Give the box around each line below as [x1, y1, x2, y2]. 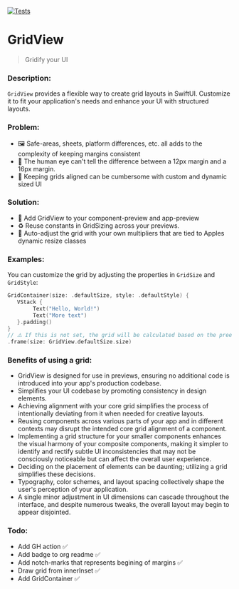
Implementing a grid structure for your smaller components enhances [17, 432, 222, 441]
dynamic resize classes [17, 236, 87, 245]
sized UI [17, 179, 42, 188]
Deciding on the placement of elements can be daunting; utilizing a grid [17, 463, 228, 471]
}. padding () [16, 318, 53, 326]
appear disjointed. [17, 508, 71, 517]
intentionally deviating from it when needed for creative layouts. [17, 409, 205, 418]
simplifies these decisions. [17, 470, 96, 478]
